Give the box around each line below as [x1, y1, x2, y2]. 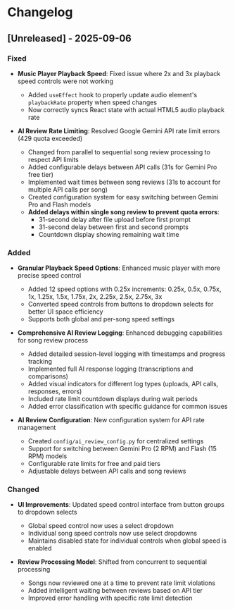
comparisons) [27, 372, 69, 381]
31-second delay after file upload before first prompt [38, 215, 191, 223]
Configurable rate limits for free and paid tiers [27, 460, 160, 468]
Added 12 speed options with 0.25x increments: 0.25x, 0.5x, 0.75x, [27, 285, 222, 293]
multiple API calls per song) [27, 185, 108, 194]
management [17, 424, 56, 432]
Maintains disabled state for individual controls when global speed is [27, 536, 227, 545]
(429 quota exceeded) [17, 134, 83, 142]
